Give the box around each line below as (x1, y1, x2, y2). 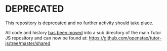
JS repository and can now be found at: (5, 35, 88, 41)
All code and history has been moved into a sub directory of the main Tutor (5, 29, 161, 35)
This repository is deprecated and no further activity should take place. (5, 20, 153, 26)
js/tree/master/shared (5, 40, 51, 46)
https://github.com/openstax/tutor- (88, 35, 162, 41)
